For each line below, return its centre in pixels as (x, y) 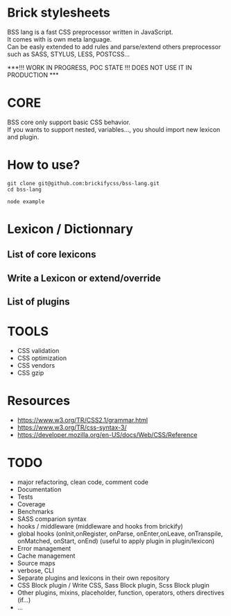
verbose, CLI (35, 570)
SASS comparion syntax (52, 519)
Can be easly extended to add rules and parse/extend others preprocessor (114, 46)
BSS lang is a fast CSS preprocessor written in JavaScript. (90, 32)
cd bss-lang (24, 189)
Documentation (39, 489)
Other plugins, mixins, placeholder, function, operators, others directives (121, 592)
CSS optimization (42, 358)
